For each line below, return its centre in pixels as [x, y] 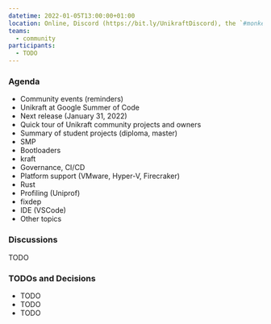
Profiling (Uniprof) [50, 193]
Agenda [24, 81]
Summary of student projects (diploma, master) [99, 133]
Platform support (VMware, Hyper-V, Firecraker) [100, 176]
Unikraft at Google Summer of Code [79, 108]
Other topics [41, 219]
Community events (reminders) [71, 99]
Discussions [33, 240]
